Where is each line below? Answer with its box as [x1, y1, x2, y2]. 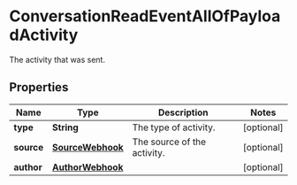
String [51, 121, 80, 134]
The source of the [132, 135, 206, 148]
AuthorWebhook [51, 161, 124, 173]
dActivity [9, 25, 79, 45]
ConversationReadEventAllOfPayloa [9, 6, 281, 27]
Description [157, 106, 209, 119]
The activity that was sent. [9, 54, 106, 65]
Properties [9, 80, 69, 95]
